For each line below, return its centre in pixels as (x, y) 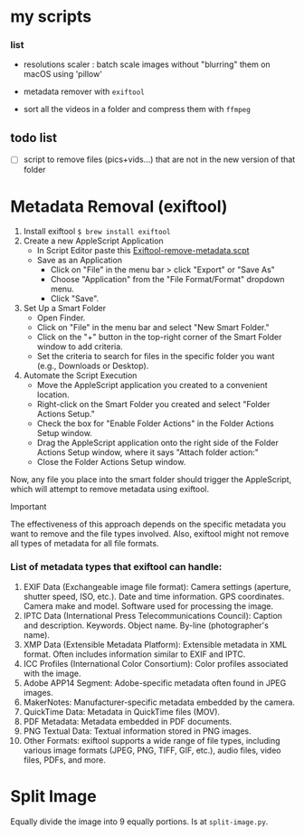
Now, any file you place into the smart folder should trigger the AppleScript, (151, 480)
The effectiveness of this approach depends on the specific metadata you (148, 524)
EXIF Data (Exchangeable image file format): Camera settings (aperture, (157, 586)
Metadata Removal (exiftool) (119, 206)
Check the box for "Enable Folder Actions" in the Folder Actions (155, 423)
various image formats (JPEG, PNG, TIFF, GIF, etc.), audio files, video (152, 750)
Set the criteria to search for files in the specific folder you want (156, 356)
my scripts (51, 17)
